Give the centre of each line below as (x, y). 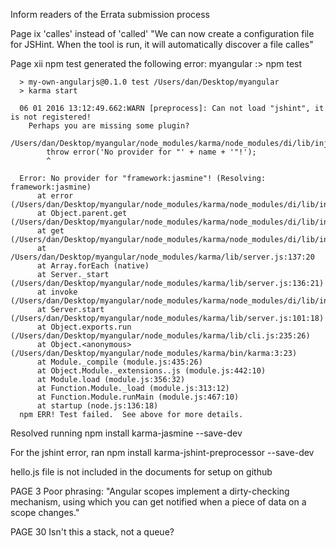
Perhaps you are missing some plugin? (109, 126)
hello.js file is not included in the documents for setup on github (141, 472)
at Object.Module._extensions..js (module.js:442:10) (151, 371)
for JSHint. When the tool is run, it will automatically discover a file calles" (162, 44)
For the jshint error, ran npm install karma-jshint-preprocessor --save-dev (162, 452)
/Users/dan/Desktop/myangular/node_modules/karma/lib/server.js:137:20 (162, 257)
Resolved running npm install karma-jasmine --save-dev (126, 433)
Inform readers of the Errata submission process (110, 14)
